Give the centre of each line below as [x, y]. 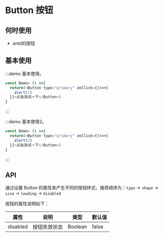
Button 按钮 [29, 10]
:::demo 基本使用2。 [26, 122]
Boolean [77, 227]
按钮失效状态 [47, 227]
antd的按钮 [23, 43]
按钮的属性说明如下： [27, 204]
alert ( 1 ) [23, 92]
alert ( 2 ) [23, 140]
